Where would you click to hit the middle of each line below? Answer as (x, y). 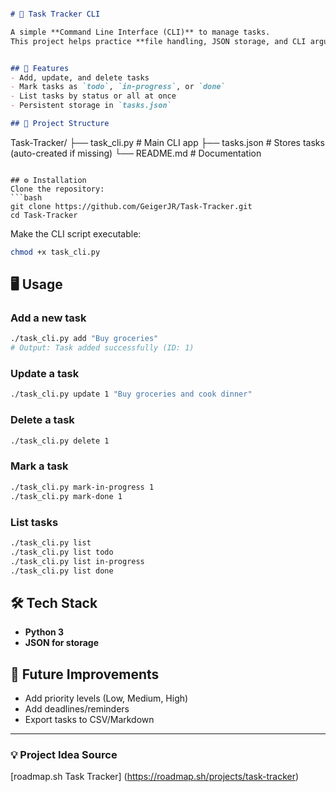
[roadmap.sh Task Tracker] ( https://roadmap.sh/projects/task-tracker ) (155, 777)
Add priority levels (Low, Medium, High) (106, 698)
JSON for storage (62, 643)
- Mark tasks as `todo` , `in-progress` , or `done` (118, 87)
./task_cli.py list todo (62, 552)
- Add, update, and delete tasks (80, 77)
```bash (26, 197)
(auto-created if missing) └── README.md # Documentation (136, 153)
